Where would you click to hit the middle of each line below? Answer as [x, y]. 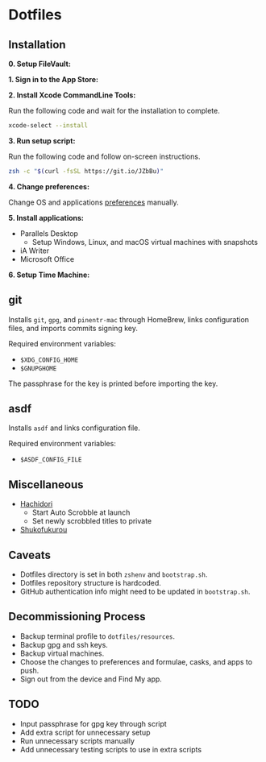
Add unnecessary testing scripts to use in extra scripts [111, 749]
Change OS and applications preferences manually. [94, 202]
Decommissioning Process [77, 617]
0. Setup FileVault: [39, 64]
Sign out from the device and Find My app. [91, 679]
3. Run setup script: [42, 141]
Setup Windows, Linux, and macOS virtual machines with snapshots [145, 242]
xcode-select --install [48, 126]
